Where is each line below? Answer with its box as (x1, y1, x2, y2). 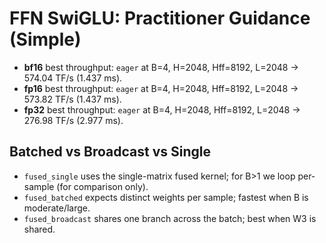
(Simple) (9, 28, 82, 51)
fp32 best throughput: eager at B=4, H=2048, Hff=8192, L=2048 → (23, 103, 301, 116)
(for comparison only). (56, 180, 149, 192)
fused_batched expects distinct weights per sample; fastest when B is (23, 191, 309, 203)
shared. (23, 223, 56, 235)
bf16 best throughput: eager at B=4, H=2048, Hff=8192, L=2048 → (23, 61, 299, 73)
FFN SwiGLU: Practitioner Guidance (9, 7, 311, 30)
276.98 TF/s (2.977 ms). (23, 114, 124, 126)
